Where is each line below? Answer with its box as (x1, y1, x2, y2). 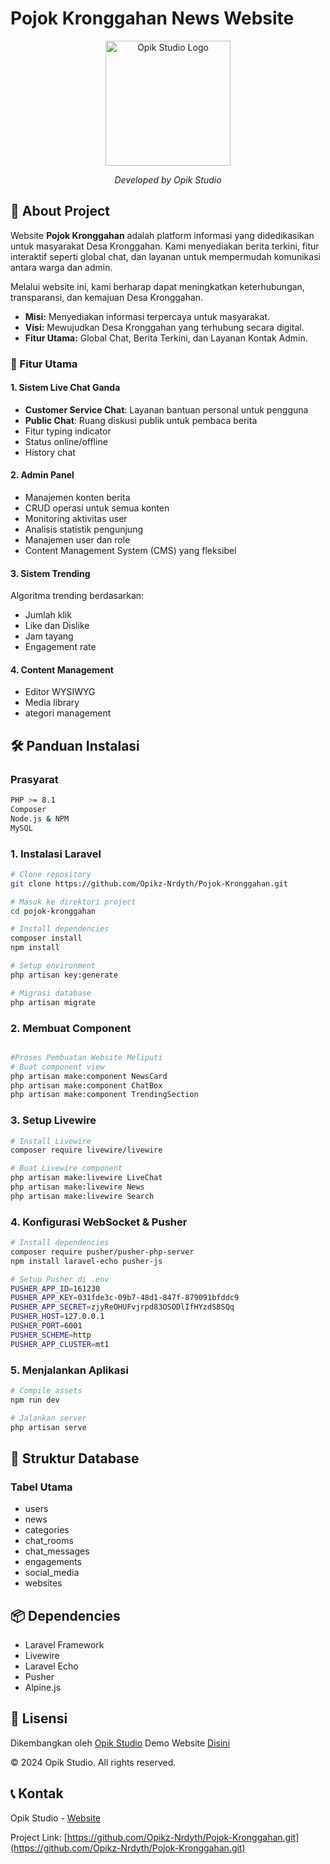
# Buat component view (10, 1062, 105, 1072)
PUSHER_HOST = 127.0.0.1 (10, 1312, 105, 1322)
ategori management (24, 707, 112, 719)
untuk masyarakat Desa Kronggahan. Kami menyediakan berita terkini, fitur (10, 240, 320, 252)
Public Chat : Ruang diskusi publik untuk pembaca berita (24, 414, 258, 426)
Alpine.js (24, 1682, 62, 1694)
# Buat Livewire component (10, 1163, 123, 1174)
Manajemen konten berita (24, 492, 131, 504)
